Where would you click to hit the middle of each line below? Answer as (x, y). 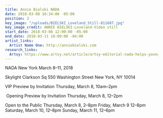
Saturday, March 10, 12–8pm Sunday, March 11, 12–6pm (60, 110)
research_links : (21, 50)
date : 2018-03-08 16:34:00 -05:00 (40, 14)
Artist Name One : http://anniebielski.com (53, 45)
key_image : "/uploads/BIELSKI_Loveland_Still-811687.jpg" (65, 23)
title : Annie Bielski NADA (32, 9)
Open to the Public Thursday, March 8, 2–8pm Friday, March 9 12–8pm (75, 105)
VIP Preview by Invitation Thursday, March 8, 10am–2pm (61, 87)
